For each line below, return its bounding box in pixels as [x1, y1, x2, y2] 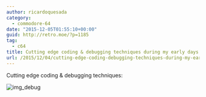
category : [6, 15, 32, 21]
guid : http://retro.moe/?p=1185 [6, 32, 89, 38]
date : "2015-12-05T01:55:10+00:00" [6, 26, 97, 33]
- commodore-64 [12, 20, 51, 26]
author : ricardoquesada [6, 9, 67, 15]
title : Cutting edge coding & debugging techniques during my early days [6, 49, 199, 55]
